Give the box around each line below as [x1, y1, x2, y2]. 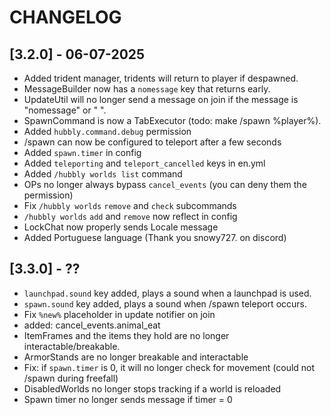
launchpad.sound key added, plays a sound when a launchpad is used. [23, 287, 312, 299]
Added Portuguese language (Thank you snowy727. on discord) [23, 232, 287, 243]
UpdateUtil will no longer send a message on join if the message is [23, 94, 299, 105]
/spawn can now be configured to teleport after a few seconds [23, 136, 282, 148]
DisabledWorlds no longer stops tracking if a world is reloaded [23, 382, 282, 395]
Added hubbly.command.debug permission [23, 126, 192, 137]
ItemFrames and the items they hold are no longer [23, 329, 230, 341]
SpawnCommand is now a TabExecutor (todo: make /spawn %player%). [23, 115, 322, 126]
